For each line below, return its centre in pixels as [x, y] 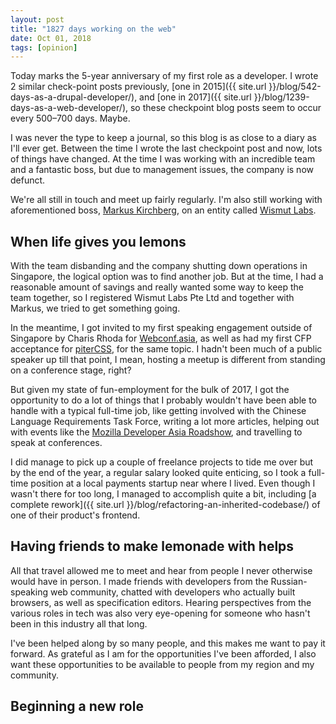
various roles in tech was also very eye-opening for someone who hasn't [160, 613]
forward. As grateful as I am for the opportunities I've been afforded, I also [163, 653]
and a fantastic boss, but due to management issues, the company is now [162, 170]
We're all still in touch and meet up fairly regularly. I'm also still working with [166, 200]
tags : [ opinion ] [44, 47]
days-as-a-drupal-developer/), [74, 97]
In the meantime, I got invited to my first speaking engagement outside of [161, 328]
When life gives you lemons [98, 241]
